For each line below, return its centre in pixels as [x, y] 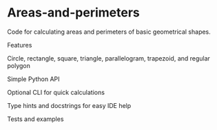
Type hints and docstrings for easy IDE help [69, 105]
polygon [19, 65]
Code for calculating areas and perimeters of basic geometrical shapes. [109, 32]
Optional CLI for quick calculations [56, 92]
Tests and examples [35, 119]
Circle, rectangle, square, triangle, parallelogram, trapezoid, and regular [108, 58]
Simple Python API [33, 79]
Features [20, 45]
